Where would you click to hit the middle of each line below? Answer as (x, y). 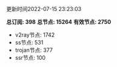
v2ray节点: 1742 (35, 35)
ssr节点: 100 (30, 58)
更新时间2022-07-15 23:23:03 (44, 9)
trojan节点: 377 (34, 50)
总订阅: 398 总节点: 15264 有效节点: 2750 (59, 22)
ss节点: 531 (29, 42)
